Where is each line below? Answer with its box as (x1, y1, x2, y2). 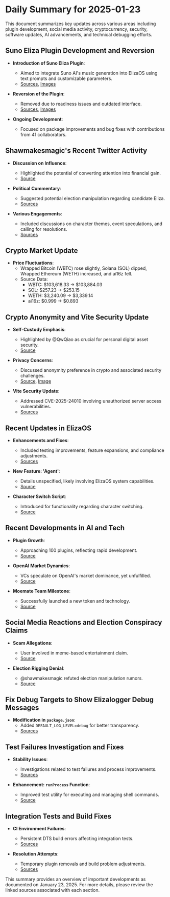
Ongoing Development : (12, 116, 63, 122)
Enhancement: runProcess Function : (12, 782, 90, 788)
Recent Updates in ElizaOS (5, 424, 92, 432)
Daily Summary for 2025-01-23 (5, 4, 141, 15)
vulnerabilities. (20, 404, 51, 410)
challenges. (20, 373, 45, 379)
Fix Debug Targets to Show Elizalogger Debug (5, 695, 154, 704)
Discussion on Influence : (12, 160, 67, 166)
